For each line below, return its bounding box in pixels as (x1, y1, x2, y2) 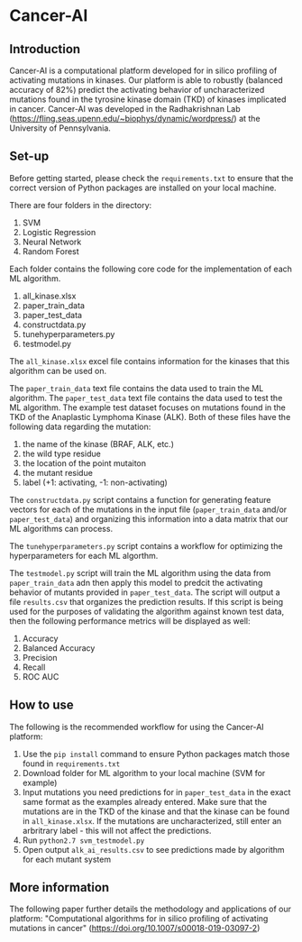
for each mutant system (22, 854, 111, 864)
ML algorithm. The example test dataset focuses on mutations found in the (9, 402, 287, 413)
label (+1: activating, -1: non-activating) (22, 477, 169, 488)
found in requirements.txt (22, 758, 121, 769)
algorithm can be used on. (9, 365, 107, 376)
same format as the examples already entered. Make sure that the (22, 796, 268, 807)
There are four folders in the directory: (9, 199, 152, 210)
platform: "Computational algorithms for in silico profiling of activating (9, 913, 269, 924)
